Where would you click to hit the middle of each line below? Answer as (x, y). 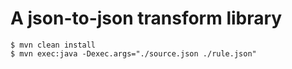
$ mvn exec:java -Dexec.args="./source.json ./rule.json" (133, 53)
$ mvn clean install (53, 45)
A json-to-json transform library (146, 18)
